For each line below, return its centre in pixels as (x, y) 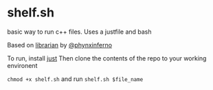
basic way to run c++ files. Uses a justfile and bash (80, 32)
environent (22, 65)
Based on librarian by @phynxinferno (59, 45)
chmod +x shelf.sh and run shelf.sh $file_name (75, 79)
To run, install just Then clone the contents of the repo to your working (107, 58)
